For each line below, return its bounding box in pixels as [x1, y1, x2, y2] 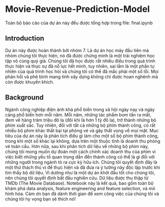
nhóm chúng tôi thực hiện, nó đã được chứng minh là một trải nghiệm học [5, 52, 155, 58]
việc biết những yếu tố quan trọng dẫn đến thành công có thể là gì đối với [5, 154, 155, 159]
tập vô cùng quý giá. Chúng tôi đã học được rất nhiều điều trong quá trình [5, 58, 156, 64]
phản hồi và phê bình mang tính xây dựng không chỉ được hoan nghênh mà [5, 73, 159, 80]
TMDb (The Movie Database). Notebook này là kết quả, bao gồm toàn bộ [5, 180, 154, 186]
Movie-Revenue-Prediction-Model [5, 3, 150, 15]
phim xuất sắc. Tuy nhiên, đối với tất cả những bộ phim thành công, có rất [5, 122, 156, 128]
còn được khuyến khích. [5, 79, 55, 85]
